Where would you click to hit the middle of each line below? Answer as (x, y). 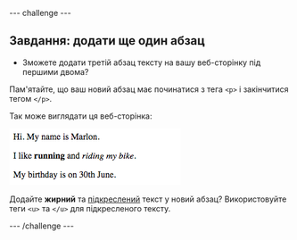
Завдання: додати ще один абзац (107, 41)
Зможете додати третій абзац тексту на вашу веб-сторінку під (141, 62)
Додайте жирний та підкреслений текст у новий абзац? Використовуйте (148, 199)
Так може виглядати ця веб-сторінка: (81, 116)
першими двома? (55, 71)
